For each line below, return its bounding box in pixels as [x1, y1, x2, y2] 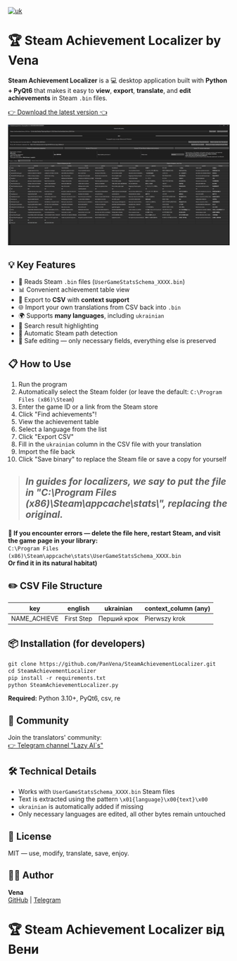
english [67, 604, 90, 612]
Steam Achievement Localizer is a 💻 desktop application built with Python [8, 76, 228, 85]
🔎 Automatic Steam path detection [18, 329, 118, 337]
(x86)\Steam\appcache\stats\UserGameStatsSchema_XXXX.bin [8, 552, 181, 559]
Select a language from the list [18, 425, 108, 433]
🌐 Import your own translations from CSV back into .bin [18, 303, 181, 311]
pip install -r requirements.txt [8, 675, 106, 682]
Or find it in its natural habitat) [8, 559, 98, 567]
